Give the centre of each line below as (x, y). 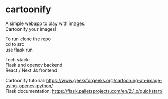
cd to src (15, 44)
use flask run (19, 49)
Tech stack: (17, 59)
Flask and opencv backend (34, 65)
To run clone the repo (28, 39)
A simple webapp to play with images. (45, 23)
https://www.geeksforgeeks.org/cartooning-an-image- (104, 80)
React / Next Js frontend (31, 70)
